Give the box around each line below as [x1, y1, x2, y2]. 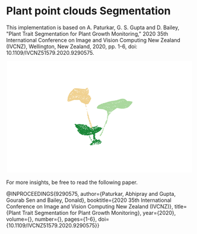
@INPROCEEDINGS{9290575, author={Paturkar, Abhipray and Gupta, [6, 190, 176, 197]
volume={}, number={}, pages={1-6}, [6, 216, 97, 223]
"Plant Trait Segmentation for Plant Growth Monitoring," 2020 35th [6, 30, 169, 37]
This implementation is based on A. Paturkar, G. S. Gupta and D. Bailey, [6, 24, 180, 31]
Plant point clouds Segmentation [6, 4, 171, 18]
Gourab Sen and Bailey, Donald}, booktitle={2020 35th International [6, 196, 172, 204]
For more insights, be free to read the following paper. [6, 179, 138, 186]
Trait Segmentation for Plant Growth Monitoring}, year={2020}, [21, 209, 176, 216]
